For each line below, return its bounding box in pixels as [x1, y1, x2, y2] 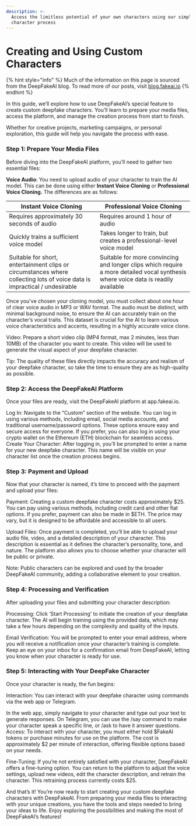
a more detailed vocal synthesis [99, 268, 187, 276]
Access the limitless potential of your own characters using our [11, 14, 176, 20]
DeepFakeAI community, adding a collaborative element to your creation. [6, 571, 181, 578]
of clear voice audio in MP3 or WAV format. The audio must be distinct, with [6, 303, 188, 310]
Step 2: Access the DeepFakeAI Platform [6, 384, 124, 392]
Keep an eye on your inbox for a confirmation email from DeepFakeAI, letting [6, 646, 190, 653]
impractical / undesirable [9, 282, 77, 291]
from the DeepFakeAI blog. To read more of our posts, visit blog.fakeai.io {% [6, 83, 190, 90]
